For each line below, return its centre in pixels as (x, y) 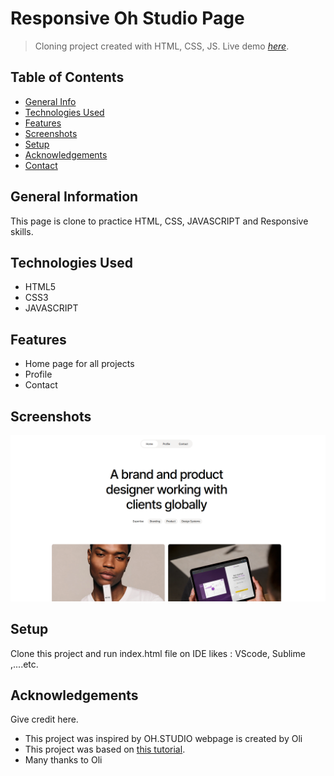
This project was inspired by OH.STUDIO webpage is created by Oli (163, 739)
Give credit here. (44, 719)
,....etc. (24, 664)
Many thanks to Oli (63, 760)
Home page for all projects (79, 364)
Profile (38, 374)
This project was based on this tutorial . (105, 749)
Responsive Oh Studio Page (127, 18)
